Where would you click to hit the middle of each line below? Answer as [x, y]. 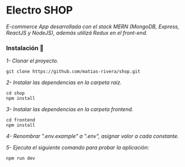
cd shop [16, 93]
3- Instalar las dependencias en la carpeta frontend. [70, 109]
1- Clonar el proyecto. [32, 61]
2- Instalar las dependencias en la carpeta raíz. [64, 82]
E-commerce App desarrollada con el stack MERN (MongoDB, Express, [93, 26]
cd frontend [21, 120]
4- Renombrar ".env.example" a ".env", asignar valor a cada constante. [92, 136]
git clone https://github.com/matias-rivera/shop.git [73, 72]
